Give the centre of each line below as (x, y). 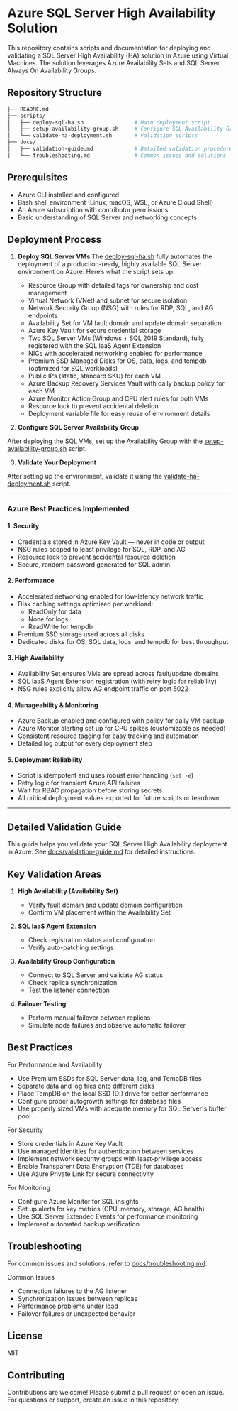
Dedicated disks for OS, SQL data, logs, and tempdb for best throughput (123, 641)
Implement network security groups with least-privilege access (110, 1158)
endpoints (43, 316)
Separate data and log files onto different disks (86, 1086)
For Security (25, 1130)
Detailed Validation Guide (64, 827)
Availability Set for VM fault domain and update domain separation (125, 323)
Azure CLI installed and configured (68, 195)
